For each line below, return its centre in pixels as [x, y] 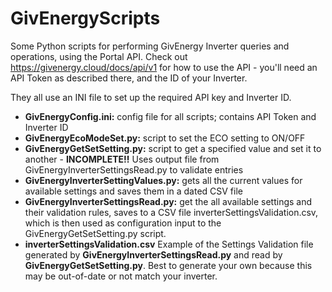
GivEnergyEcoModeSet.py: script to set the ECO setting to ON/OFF [165, 138]
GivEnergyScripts [85, 18]
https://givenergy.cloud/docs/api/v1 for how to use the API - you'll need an [164, 67]
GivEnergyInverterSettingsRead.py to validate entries [134, 169]
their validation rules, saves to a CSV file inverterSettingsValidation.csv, [171, 212]
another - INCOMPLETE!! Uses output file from [122, 159]
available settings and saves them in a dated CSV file [133, 191]
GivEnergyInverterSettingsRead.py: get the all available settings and [168, 201]
